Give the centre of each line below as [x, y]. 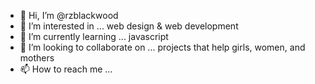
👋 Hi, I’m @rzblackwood [69, 15]
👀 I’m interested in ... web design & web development [129, 26]
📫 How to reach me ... [66, 69]
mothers [37, 58]
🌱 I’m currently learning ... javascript [94, 36]
